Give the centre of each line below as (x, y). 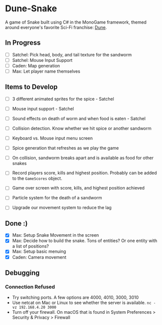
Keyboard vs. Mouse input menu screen (52, 138)
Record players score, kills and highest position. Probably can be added (84, 173)
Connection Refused (30, 287)
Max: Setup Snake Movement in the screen (56, 235)
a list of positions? (30, 246)
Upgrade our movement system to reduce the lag (62, 208)
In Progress (23, 43)
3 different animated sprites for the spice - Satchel (63, 99)
